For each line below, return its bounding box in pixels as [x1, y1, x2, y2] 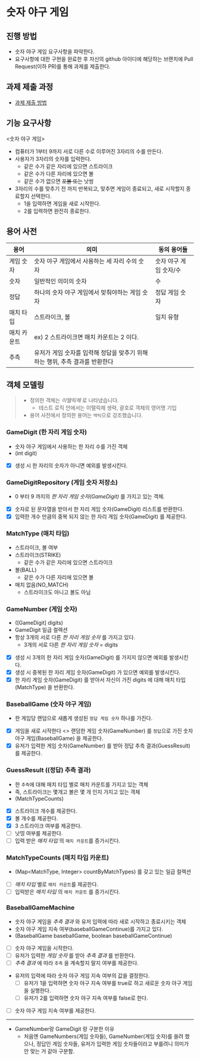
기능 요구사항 [6, 118, 52, 128]
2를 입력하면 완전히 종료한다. [23, 207, 91, 215]
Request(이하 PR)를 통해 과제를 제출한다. [14, 63, 111, 70]
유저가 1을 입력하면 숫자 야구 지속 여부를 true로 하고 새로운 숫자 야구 [23, 979, 182, 987]
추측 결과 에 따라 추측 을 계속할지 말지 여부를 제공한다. [14, 959, 139, 966]
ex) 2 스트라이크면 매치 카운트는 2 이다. [33, 333, 139, 342]
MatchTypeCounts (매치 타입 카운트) [6, 853, 109, 861]
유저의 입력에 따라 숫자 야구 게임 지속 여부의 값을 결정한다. [14, 972, 150, 979]
